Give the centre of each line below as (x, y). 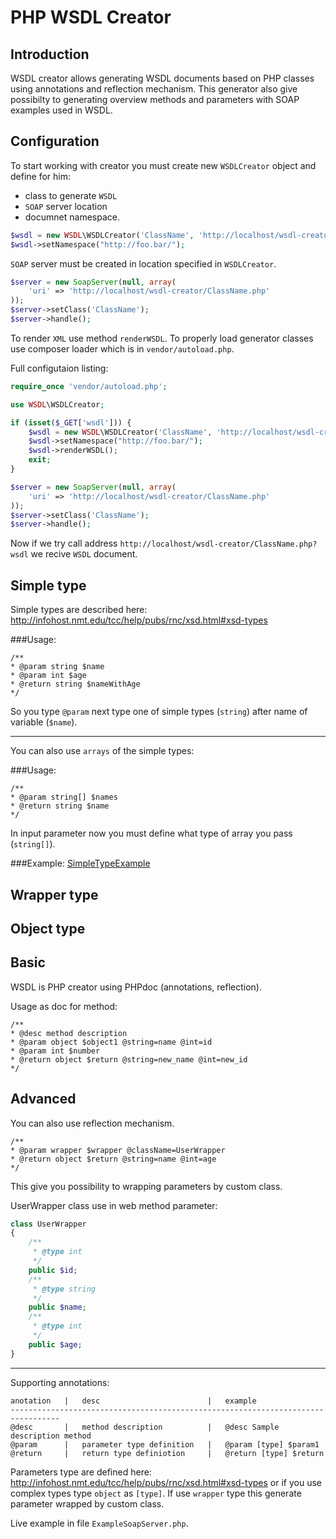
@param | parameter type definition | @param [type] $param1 (165, 1444)
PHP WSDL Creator (91, 17)
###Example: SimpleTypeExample (80, 863)
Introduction (50, 54)
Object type (48, 928)
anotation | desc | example (133, 1401)
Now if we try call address (64, 543)
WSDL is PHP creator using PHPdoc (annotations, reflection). (136, 987)
